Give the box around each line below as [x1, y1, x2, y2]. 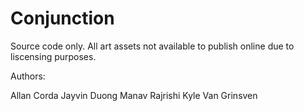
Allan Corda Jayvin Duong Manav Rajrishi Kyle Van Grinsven [10, 89, 258, 101]
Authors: [10, 70, 46, 82]
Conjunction [10, 7, 115, 30]
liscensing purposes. [10, 50, 97, 62]
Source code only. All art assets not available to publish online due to [10, 40, 295, 52]
